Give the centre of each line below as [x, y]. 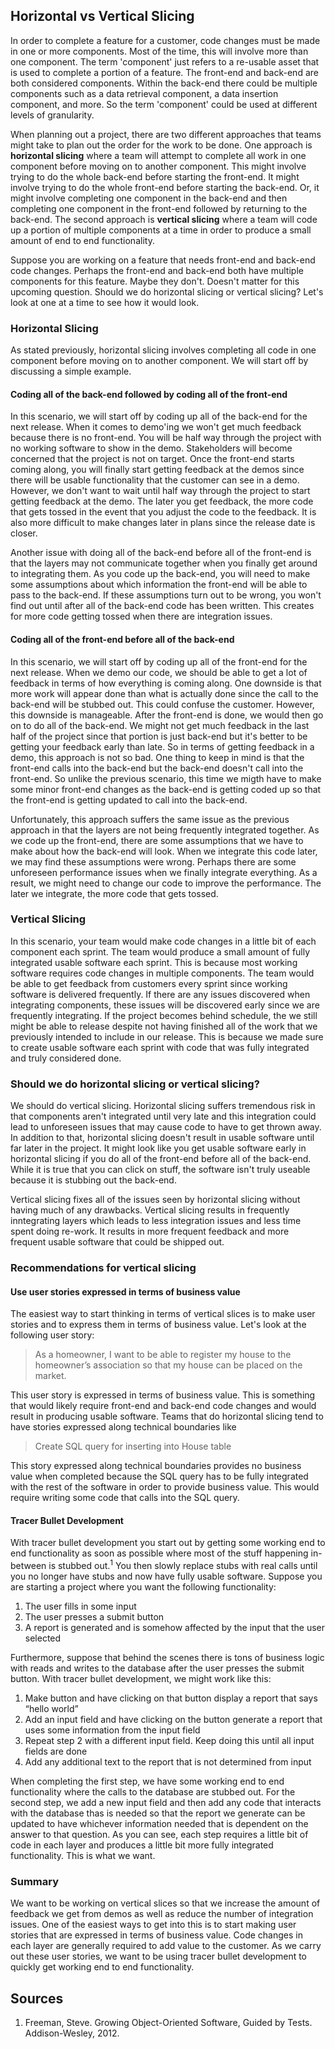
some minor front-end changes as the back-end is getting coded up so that [166, 789]
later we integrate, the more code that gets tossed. [114, 893]
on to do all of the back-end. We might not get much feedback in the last [160, 725]
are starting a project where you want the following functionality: [143, 1587]
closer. [24, 533]
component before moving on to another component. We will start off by [159, 361]
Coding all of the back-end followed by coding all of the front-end [149, 394]
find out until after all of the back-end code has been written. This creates [162, 606]
